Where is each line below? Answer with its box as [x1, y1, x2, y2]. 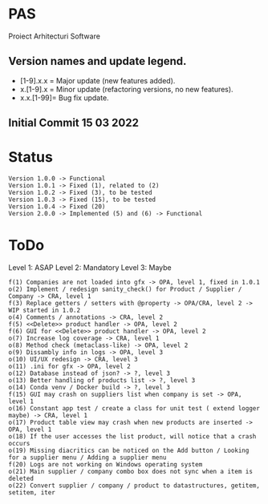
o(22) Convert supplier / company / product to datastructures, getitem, [8, 482, 261, 490]
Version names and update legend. [8, 54, 187, 68]
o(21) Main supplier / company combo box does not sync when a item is [8, 468, 253, 476]
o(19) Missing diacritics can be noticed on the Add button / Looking [8, 446, 250, 455]
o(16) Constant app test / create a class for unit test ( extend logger [8, 405, 261, 413]
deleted [8, 474, 35, 483]
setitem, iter [8, 489, 56, 497]
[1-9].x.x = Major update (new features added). [19, 75, 176, 85]
